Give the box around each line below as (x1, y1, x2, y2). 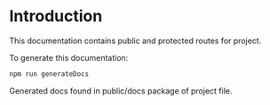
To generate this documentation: (9, 52, 129, 63)
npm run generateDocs (9, 69, 90, 79)
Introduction (9, 6, 103, 26)
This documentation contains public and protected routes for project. (9, 35, 262, 46)
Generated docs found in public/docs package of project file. (9, 86, 233, 96)
